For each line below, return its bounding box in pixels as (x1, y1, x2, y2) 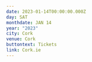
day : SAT (6, 14, 28, 20)
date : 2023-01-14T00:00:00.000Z (6, 8, 86, 15)
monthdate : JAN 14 (6, 19, 52, 25)
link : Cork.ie (6, 47, 42, 53)
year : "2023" (6, 25, 39, 31)
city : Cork (6, 31, 33, 37)
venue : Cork (6, 36, 36, 42)
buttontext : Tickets (6, 42, 58, 48)
